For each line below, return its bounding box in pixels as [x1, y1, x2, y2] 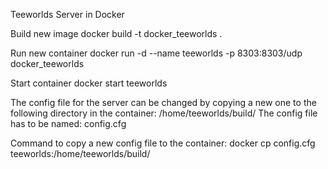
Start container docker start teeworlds [10, 77, 168, 89]
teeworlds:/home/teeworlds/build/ [10, 148, 151, 159]
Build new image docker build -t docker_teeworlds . [10, 28, 223, 39]
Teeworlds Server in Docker [10, 9, 125, 20]
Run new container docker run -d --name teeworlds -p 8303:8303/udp [10, 47, 303, 59]
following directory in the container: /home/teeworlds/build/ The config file [10, 107, 318, 119]
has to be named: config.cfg [10, 118, 127, 129]
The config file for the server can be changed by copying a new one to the [10, 97, 317, 108]
